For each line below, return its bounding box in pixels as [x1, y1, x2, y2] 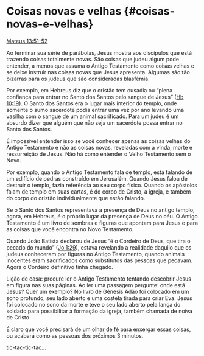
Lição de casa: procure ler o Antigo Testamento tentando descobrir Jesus [6, 275, 192, 282]
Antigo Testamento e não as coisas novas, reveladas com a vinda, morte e [6, 144, 193, 151]
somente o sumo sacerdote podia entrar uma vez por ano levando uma [6, 106, 185, 113]
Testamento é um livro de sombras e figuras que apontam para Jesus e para [6, 219, 199, 226]
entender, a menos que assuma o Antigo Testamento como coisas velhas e [6, 62, 195, 69]
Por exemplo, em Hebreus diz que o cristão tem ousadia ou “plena [6, 86, 173, 94]
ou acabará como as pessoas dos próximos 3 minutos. [6, 332, 144, 339]
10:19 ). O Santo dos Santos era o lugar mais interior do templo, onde [6, 99, 178, 107]
